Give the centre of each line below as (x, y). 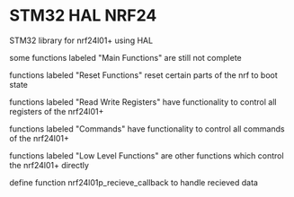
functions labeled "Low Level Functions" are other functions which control (147, 155)
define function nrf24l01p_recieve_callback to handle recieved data (134, 182)
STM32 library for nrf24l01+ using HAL (81, 40)
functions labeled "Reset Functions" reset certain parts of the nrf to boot (144, 75)
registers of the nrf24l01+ (57, 111)
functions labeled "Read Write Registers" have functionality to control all (143, 102)
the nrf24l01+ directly (49, 165)
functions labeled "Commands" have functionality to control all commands (147, 128)
